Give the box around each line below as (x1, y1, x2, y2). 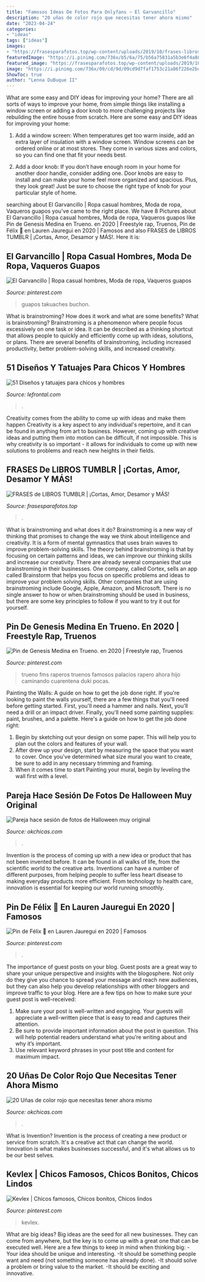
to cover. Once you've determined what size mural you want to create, (15, 753, 192, 761)
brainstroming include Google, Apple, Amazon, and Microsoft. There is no (6, 584, 191, 592)
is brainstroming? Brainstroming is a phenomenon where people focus (6, 319, 183, 326)
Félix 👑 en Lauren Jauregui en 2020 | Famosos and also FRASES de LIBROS (6, 227, 196, 234)
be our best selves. (6, 1151, 55, 1159)
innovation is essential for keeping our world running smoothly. (6, 884, 165, 891)
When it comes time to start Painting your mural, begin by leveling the (15, 766, 190, 773)
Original (6, 800, 38, 810)
